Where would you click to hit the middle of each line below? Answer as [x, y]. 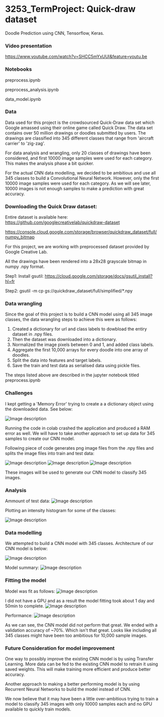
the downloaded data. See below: [39, 409]
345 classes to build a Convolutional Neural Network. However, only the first [82, 178]
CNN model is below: [26, 548]
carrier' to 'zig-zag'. [25, 143]
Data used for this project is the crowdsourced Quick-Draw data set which [80, 122]
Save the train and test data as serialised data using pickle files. [76, 366]
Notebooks [19, 69]
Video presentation [29, 46]
